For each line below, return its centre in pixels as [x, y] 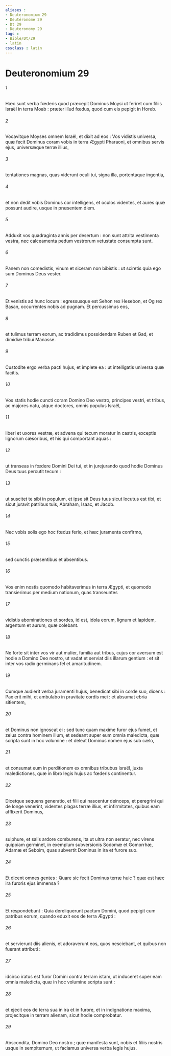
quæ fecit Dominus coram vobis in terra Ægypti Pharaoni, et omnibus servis [85, 142]
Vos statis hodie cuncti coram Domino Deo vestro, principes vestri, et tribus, [86, 400]
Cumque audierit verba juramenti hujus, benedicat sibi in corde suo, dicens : [86, 691]
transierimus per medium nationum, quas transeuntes [62, 593]
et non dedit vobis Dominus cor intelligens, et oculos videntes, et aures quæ [85, 202]
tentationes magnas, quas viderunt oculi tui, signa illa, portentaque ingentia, [85, 175]
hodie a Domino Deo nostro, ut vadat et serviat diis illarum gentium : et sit [82, 658]
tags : [12, 34]
